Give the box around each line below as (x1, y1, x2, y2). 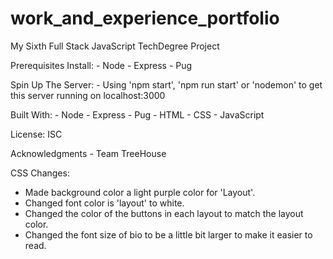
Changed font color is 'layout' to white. (24, 197, 185, 209)
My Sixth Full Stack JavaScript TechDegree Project (10, 40, 220, 52)
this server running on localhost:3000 (10, 89, 166, 101)
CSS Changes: (10, 167, 70, 179)
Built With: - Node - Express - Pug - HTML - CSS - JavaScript (10, 108, 265, 121)
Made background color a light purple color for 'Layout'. (24, 186, 256, 198)
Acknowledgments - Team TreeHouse (10, 147, 167, 159)
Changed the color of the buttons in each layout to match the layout (24, 207, 304, 219)
